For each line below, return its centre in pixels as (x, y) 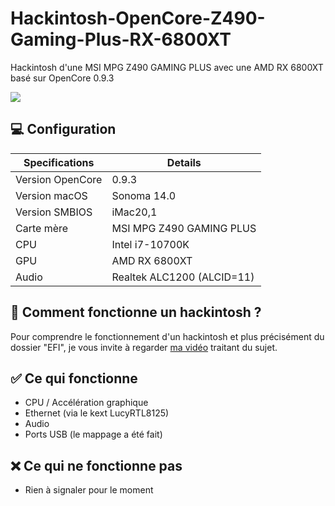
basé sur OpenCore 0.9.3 (62, 78)
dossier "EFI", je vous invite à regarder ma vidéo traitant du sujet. (144, 347)
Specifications (59, 162)
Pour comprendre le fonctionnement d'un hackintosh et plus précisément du (167, 336)
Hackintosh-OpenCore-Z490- (138, 18)
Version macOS (51, 195)
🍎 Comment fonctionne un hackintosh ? (136, 312)
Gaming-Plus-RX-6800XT (121, 39)
